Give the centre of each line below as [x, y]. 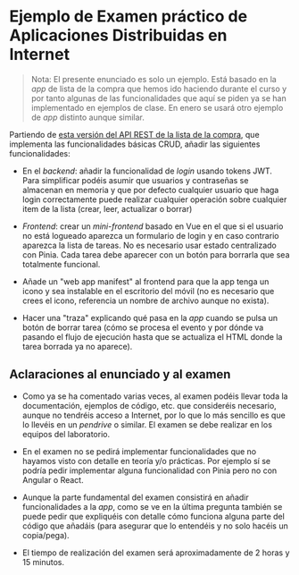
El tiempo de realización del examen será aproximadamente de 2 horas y [156, 553]
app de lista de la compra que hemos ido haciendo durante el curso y [159, 89]
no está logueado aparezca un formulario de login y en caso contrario [150, 235]
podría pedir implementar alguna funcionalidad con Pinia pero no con [149, 470]
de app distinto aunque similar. [88, 117]
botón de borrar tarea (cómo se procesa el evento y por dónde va [143, 327]
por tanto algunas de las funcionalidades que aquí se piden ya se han [159, 98]
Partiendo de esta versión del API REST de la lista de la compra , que [135, 134]
